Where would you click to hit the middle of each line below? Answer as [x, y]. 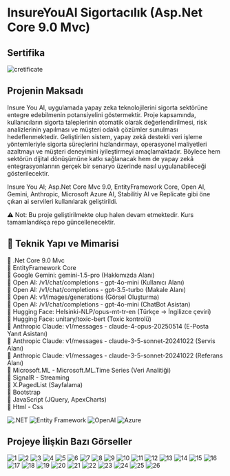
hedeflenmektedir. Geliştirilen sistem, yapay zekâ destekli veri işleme [105, 136]
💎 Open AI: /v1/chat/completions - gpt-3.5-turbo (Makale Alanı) [96, 289]
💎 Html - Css [25, 406]
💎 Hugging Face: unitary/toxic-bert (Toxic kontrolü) [79, 319]
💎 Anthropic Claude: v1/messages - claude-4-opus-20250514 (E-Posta [108, 326]
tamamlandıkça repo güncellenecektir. [61, 222]
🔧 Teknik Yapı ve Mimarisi [63, 244]
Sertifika [26, 53]
